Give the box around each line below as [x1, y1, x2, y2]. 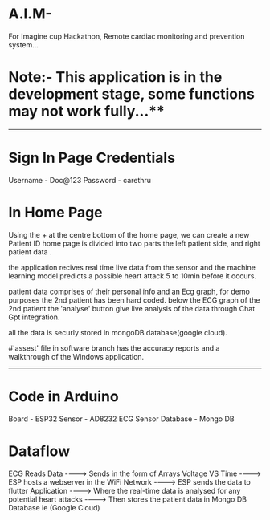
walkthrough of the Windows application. [8, 351, 145, 361]
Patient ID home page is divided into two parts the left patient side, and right [8, 238, 261, 248]
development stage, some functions [8, 85, 255, 104]
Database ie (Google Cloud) [8, 502, 100, 512]
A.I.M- [8, 5, 52, 23]
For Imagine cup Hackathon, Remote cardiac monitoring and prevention [8, 31, 245, 41]
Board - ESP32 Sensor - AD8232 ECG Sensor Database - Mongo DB [8, 414, 235, 424]
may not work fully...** [8, 102, 165, 120]
